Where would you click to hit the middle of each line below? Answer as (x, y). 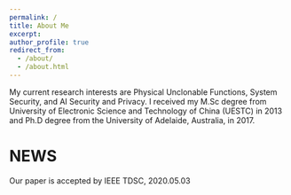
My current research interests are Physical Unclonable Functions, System (143, 92)
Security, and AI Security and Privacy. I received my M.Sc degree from (138, 101)
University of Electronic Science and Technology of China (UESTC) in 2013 (145, 111)
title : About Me (39, 26)
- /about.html (43, 67)
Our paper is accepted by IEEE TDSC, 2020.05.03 (100, 180)
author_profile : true (49, 42)
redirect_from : (37, 51)
